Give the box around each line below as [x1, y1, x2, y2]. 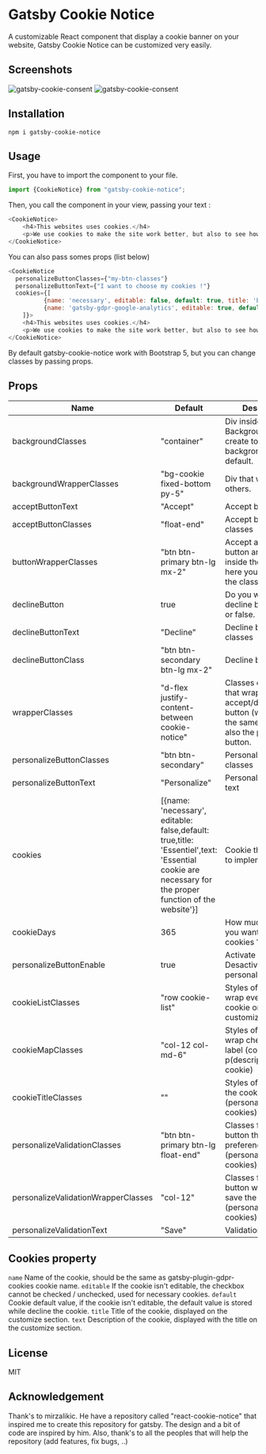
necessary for [160, 874, 212, 885]
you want [225, 927, 260, 938]
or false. [225, 609, 256, 620]
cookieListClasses [12, 997, 81, 1008]
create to [225, 436, 259, 447]
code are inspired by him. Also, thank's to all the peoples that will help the [8, 1428, 249, 1437]
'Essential [160, 855, 197, 866]
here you [225, 566, 258, 577]
